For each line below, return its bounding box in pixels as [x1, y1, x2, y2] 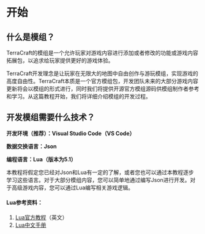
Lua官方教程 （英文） [15, 214, 68, 221]
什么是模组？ [6, 32, 55, 42]
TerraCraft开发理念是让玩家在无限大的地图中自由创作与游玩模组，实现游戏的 [6, 70, 199, 77]
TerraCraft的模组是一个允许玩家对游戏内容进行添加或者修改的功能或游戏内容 [6, 49, 199, 56]
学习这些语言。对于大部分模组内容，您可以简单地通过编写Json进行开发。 [6, 176, 191, 183]
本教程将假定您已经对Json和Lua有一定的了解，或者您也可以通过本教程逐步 [6, 169, 195, 176]
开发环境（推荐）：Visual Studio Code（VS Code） [6, 130, 135, 137]
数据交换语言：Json [6, 142, 57, 150]
